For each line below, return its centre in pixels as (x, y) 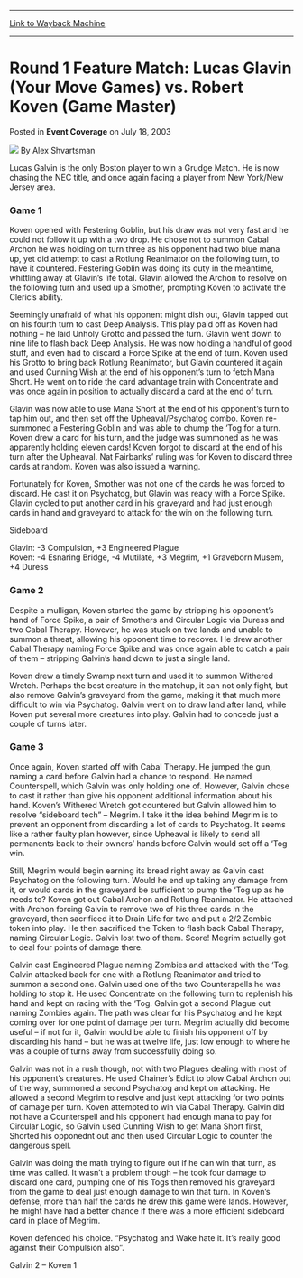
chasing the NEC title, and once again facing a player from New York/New (147, 177)
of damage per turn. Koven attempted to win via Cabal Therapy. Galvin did (147, 1106)
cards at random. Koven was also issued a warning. (105, 467)
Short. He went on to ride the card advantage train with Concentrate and (144, 382)
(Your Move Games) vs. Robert (126, 88)
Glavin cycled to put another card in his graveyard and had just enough (141, 503)
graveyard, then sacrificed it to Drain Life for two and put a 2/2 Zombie (141, 919)
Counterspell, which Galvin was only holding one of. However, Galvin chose (150, 786)
